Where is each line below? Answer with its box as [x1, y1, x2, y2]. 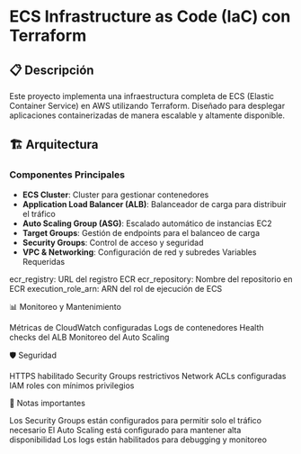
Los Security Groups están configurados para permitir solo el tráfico [9, 414, 262, 425]
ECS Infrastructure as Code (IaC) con [9, 6, 291, 27]
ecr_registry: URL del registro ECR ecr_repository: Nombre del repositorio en [9, 273, 293, 285]
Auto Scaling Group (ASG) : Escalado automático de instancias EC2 [22, 218, 272, 229]
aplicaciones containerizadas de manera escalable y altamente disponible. [9, 110, 286, 121]
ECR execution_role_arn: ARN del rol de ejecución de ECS [9, 283, 223, 294]
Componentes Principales [9, 168, 126, 181]
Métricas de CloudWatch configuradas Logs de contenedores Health [9, 322, 264, 332]
